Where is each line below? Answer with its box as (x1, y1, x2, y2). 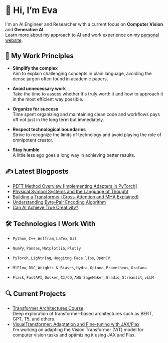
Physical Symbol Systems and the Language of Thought (12, 188, 129, 194)
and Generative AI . (5, 26, 45, 32)
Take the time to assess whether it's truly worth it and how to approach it (12, 90, 163, 97)
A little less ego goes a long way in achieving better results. (12, 152, 135, 158)
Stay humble (12, 147, 40, 153)
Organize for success (12, 105, 59, 112)
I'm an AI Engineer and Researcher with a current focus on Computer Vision (5, 21, 163, 27)
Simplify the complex (12, 65, 58, 71)
